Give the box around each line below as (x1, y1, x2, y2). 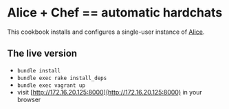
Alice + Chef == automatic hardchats (7, 5, 223, 21)
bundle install (17, 67, 61, 74)
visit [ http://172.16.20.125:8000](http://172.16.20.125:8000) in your (17, 88, 203, 96)
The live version (7, 48, 78, 59)
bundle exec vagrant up (17, 81, 86, 89)
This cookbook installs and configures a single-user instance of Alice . (7, 28, 205, 36)
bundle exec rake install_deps (17, 75, 107, 81)
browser (17, 95, 41, 103)
